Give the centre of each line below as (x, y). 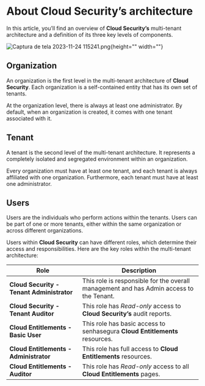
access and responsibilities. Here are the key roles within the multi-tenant (99, 249)
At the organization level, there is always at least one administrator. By (95, 105)
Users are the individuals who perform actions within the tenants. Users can (102, 218)
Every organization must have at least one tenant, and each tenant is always (102, 171)
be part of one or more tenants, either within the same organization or (94, 224)
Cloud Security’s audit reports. (127, 314)
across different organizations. (45, 231)
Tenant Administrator (41, 292)
